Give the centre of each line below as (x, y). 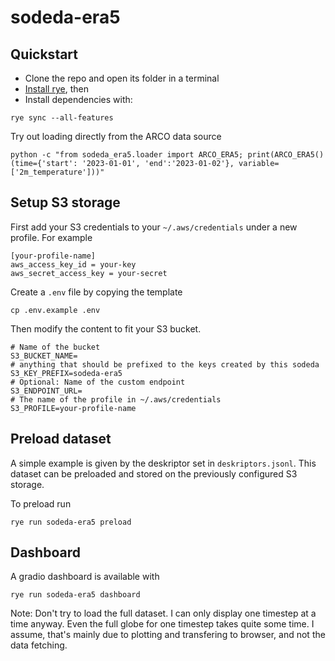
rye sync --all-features (62, 118)
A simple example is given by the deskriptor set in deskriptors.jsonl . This (163, 463)
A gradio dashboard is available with (85, 577)
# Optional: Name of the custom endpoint (98, 382)
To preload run (41, 503)
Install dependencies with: (78, 99)
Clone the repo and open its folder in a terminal (122, 78)
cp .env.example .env (55, 310)
